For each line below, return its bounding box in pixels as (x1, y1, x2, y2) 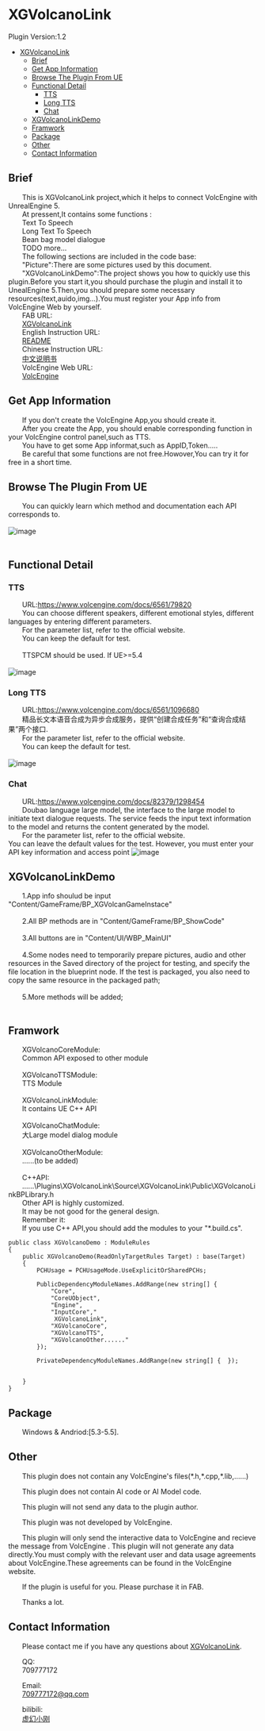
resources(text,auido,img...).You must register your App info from (8, 294, 221, 303)
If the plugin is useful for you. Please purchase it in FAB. (22, 1582, 204, 1591)
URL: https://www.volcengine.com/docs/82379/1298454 (22, 796, 205, 806)
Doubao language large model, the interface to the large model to (22, 805, 236, 814)
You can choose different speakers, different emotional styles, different (22, 609, 255, 618)
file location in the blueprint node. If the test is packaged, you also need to (8, 967, 251, 977)
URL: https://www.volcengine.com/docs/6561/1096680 (22, 705, 200, 715)
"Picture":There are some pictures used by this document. (22, 260, 212, 269)
